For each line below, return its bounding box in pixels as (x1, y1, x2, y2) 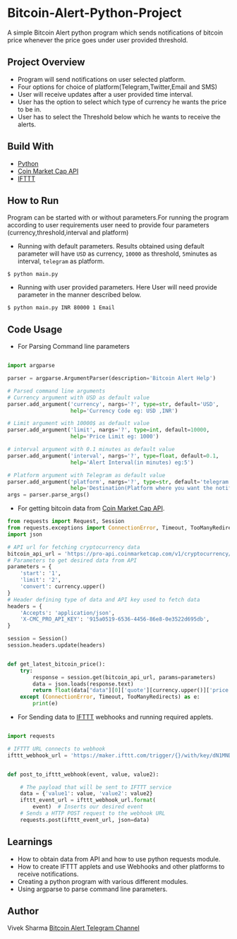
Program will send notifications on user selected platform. (17, 75, 186, 83)
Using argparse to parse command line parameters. (17, 885, 168, 893)
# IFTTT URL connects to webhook (7, 745, 106, 753)
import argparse (7, 362, 55, 369)
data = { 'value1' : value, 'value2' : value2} (20, 790, 153, 797)
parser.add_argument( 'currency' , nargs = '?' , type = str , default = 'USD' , (7, 400, 219, 407)
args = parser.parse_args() (7, 491, 90, 498)
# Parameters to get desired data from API (7, 556, 138, 564)
